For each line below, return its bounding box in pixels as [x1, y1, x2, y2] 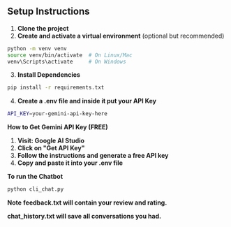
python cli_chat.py [7, 186, 64, 193]
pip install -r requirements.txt [7, 84, 105, 91]
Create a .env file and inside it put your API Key [17, 97, 157, 105]
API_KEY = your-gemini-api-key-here [7, 110, 108, 117]
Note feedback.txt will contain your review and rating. [7, 198, 167, 207]
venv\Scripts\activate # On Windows [7, 58, 127, 65]
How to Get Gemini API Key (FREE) [7, 123, 108, 131]
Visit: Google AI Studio [17, 136, 85, 145]
